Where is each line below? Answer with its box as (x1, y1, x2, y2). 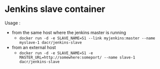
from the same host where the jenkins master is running (11, 29, 126, 35)
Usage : (4, 20, 21, 26)
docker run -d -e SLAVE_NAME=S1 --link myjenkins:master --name (19, 36, 156, 41)
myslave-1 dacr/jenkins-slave (19, 40, 82, 45)
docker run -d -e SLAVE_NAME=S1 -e (19, 51, 93, 56)
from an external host (11, 44, 56, 50)
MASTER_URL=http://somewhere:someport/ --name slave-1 (19, 55, 135, 60)
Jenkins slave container (4, 3, 105, 15)
